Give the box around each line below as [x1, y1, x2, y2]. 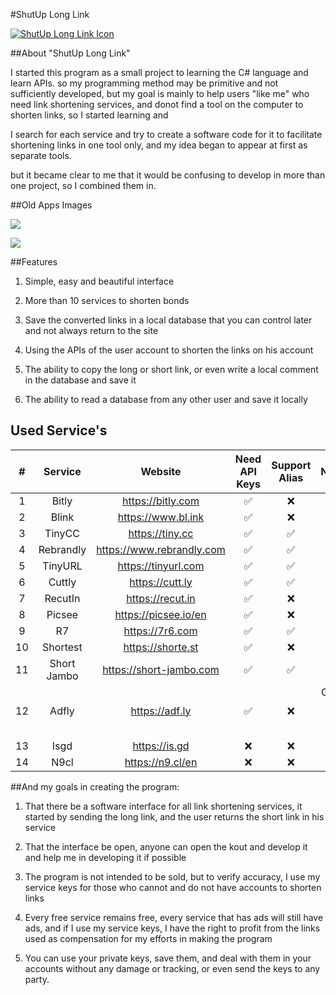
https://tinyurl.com [117, 559, 205, 573]
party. [24, 973, 50, 985]
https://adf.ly [130, 704, 192, 718]
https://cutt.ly [129, 575, 193, 589]
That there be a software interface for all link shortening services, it [24, 800, 303, 812]
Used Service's [10, 422, 108, 439]
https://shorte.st [123, 640, 199, 654]
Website [140, 464, 182, 478]
